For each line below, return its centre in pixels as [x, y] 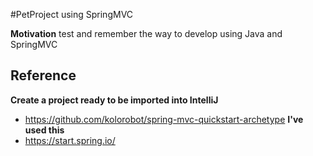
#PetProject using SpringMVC [72, 14]
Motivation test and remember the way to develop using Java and [146, 33]
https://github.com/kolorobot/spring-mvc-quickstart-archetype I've [164, 119]
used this [44, 130]
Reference [43, 75]
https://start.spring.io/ [70, 140]
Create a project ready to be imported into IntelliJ [114, 100]
